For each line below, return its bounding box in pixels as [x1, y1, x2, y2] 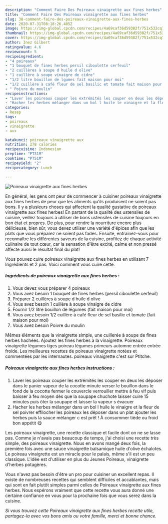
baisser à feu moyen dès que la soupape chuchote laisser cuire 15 [12, 393, 149, 399]
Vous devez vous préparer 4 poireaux [12, 285, 90, 291]
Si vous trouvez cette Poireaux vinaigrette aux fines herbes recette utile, [5, 507, 154, 513]
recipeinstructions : [5, 91, 48, 96]
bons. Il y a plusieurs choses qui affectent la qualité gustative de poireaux [5, 204, 156, 210]
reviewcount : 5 [5, 49, 37, 54]
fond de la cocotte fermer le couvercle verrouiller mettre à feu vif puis [12, 388, 156, 394]
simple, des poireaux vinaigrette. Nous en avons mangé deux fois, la [5, 440, 146, 446]
